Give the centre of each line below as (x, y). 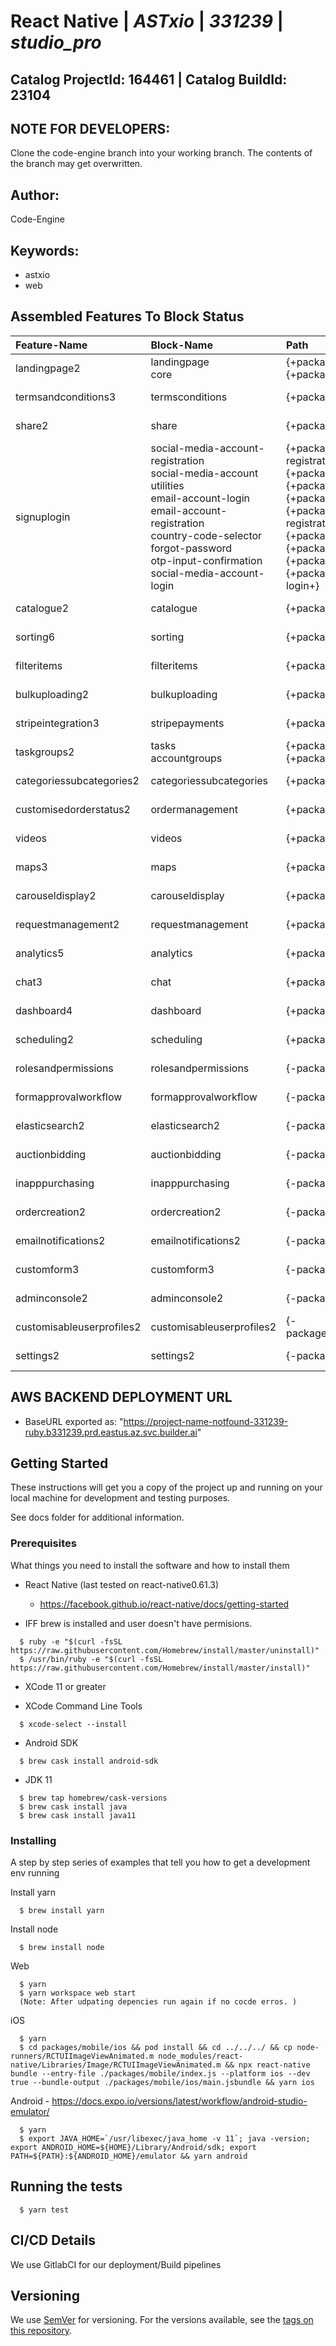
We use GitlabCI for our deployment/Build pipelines (116, 2264)
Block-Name (181, 345)
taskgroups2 (45, 752)
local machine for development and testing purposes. (120, 1498)
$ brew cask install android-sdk (89, 1761)
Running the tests (66, 2186)
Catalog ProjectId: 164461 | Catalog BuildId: (149, 79)
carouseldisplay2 (56, 895)
